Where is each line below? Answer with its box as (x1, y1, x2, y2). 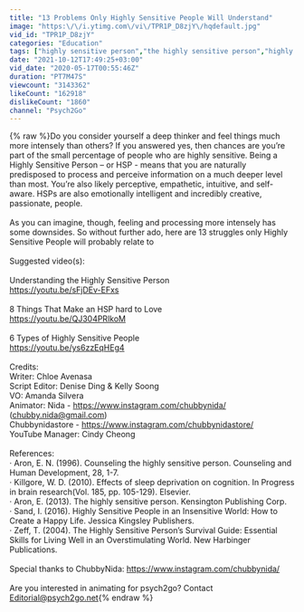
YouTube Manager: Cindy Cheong (9, 429, 136, 440)
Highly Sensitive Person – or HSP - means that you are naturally (9, 159, 247, 170)
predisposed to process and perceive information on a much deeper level (9, 169, 283, 180)
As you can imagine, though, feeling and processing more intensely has (9, 217, 276, 228)
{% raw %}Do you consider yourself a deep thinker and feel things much (9, 130, 280, 141)
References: (9, 448, 54, 459)
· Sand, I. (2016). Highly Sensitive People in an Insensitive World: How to (9, 506, 279, 517)
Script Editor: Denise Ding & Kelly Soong (9, 381, 160, 392)
